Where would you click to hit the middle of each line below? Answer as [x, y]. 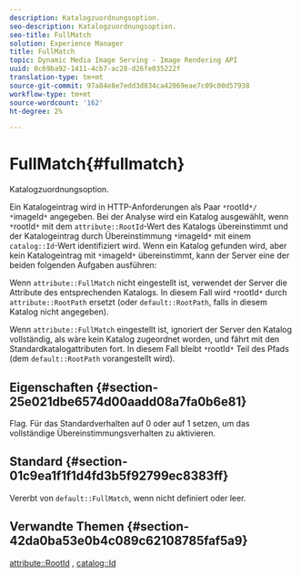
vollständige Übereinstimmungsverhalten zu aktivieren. [113, 433]
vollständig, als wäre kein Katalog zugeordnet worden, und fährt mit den [145, 339]
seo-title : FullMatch [50, 35]
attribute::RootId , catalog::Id [63, 562]
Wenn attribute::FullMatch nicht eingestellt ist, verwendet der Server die [149, 283]
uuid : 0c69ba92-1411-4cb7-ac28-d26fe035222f [95, 69]
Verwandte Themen [67, 526]
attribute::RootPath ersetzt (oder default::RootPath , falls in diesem [139, 303]
